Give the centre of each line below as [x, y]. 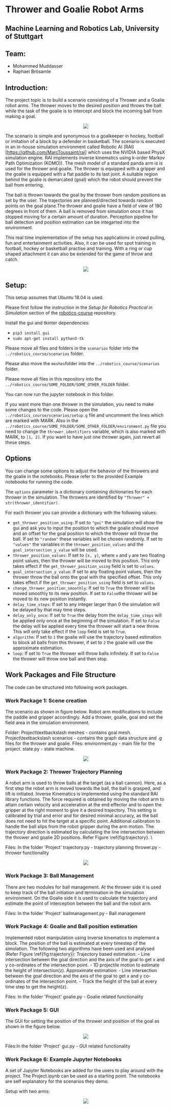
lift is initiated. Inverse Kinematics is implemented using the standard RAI [82, 794]
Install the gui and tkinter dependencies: [47, 323]
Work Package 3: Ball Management [50, 876]
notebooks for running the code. [39, 482]
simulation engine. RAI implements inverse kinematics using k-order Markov [85, 158]
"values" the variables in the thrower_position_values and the [78, 544]
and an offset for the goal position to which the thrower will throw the [85, 533]
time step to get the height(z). [36, 986]
